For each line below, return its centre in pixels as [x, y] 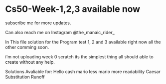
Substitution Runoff [25, 77]
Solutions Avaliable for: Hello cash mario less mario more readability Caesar [83, 71]
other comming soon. [27, 47]
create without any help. [30, 62]
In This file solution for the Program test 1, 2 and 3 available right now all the [83, 42]
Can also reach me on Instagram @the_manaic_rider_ [60, 32]
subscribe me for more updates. [38, 23]
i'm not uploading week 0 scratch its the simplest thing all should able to [79, 57]
